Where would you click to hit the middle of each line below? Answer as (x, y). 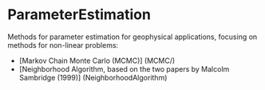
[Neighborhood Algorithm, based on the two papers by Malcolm (124, 68)
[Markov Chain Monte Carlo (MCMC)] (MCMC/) (97, 61)
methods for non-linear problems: (63, 45)
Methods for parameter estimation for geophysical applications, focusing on (132, 37)
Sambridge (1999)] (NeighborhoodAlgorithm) (93, 77)
